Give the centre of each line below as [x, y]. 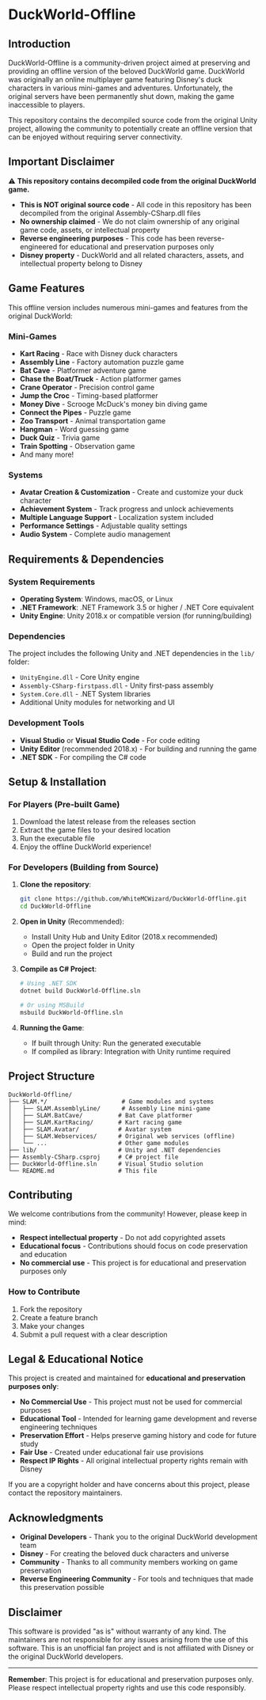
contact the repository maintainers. [65, 1493]
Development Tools [46, 723]
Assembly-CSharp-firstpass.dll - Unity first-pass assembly [116, 685]
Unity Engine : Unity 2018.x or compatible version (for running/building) [136, 616]
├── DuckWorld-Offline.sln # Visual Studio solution [106, 1164]
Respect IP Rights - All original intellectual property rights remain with [134, 1461]
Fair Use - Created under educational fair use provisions [112, 1452]
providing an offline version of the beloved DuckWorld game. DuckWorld [127, 71]
